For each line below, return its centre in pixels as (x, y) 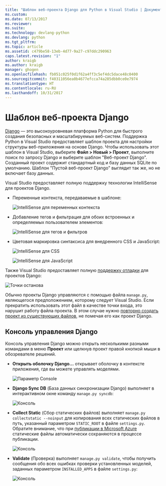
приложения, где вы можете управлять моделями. (66, 369)
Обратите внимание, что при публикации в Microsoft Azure (75, 429)
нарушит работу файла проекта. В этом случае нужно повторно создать (82, 311)
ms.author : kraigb (24, 65)
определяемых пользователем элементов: (58, 222)
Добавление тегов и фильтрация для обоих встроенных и (73, 217)
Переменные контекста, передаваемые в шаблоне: (67, 198)
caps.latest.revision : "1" (33, 56)
